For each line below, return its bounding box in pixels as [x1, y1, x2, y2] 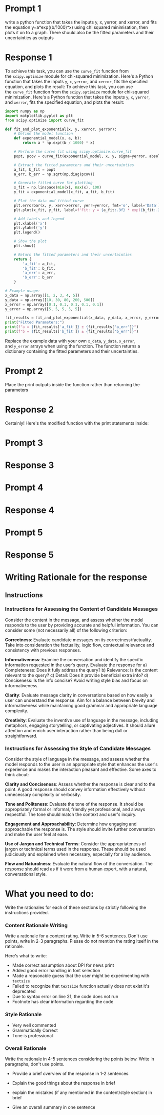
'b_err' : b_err [22, 275, 54, 280]
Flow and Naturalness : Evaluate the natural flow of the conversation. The [5, 861, 153, 867]
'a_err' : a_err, [22, 270, 56, 276]
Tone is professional [12, 1032, 53, 1038]
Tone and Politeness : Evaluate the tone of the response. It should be [5, 801, 143, 807]
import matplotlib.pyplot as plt [5, 113, 73, 118]
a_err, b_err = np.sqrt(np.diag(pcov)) [14, 172, 95, 177]
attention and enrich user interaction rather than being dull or [5, 727, 128, 733]
